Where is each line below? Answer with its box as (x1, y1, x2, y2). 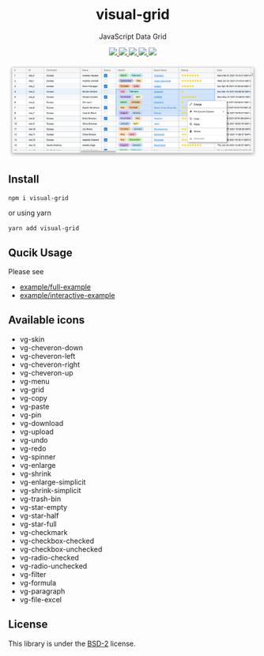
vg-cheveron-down (19, 342, 83, 353)
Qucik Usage (8, 246, 73, 259)
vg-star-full (19, 519, 57, 529)
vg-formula (19, 578, 57, 587)
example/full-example (19, 282, 92, 292)
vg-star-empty (19, 502, 68, 511)
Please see (8, 267, 44, 277)
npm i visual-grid (8, 194, 69, 202)
